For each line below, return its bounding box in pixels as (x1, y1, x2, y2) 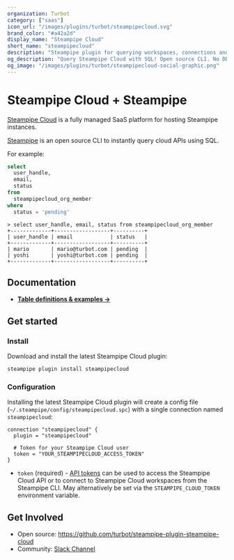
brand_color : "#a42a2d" (7, 29, 77, 37)
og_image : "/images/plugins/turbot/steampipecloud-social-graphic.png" (7, 62, 219, 69)
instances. (7, 123, 37, 131)
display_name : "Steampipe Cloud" (7, 36, 104, 43)
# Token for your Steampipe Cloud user (13, 444, 130, 452)
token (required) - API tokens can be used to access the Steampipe (17, 469, 210, 478)
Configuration (7, 381, 56, 391)
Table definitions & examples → (17, 295, 111, 303)
